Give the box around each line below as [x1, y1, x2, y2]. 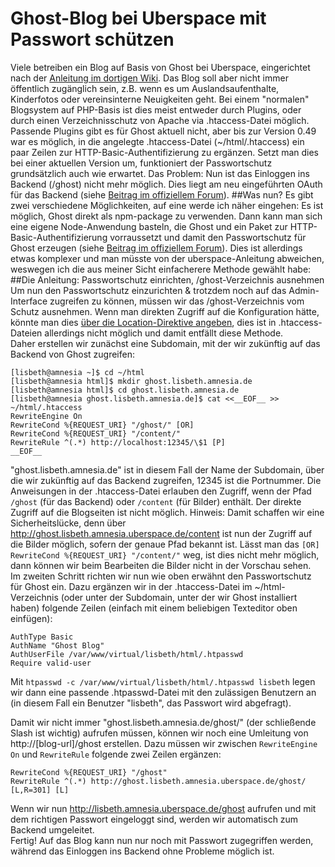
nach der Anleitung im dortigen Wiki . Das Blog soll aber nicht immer [10, 72, 289, 84]
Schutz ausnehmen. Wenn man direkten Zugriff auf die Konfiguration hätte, [10, 305, 320, 317]
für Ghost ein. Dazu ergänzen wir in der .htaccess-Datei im [10, 580, 253, 592]
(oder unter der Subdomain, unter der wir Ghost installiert [60, 591, 298, 603]
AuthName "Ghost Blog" [10, 640, 105, 651]
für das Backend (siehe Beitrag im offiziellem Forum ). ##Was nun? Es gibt [10, 188, 314, 201]
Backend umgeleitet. [10, 823, 95, 836]
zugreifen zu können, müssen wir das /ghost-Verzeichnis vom [49, 295, 305, 307]
